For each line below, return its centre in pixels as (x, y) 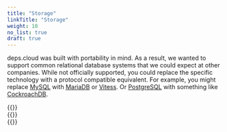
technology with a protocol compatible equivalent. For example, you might (111, 80)
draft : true (24, 39)
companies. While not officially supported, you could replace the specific (110, 73)
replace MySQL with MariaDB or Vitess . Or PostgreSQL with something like (112, 87)
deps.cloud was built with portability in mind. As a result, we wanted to (107, 58)
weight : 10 (23, 26)
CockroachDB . (28, 94)
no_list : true (27, 32)
